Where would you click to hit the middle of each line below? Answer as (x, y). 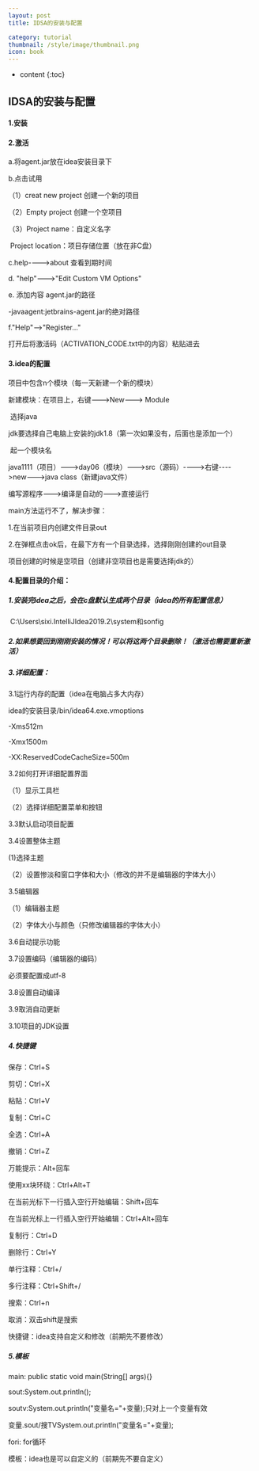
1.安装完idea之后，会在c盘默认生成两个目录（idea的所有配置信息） (118, 600)
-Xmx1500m (28, 742)
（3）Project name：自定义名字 (60, 229)
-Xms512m (26, 726)
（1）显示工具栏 (34, 791)
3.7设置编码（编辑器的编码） (55, 958)
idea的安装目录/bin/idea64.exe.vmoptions (76, 711)
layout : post (30, 15)
